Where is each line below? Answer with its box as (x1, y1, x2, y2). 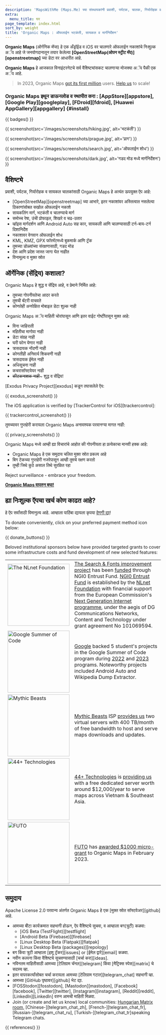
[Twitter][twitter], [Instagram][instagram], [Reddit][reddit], (37, 988, 155, 994)
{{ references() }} (5, 1024, 41, 1030)
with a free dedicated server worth (74, 779, 155, 786)
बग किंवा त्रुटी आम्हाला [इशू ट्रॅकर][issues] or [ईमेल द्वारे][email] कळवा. (12, 949, 129, 955)
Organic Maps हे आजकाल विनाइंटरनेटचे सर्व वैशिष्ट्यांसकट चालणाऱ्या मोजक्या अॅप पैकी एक (5, 65, 157, 71)
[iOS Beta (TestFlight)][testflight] (19, 928, 86, 934)
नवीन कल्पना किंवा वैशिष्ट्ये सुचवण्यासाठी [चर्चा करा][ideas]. (12, 955, 109, 961)
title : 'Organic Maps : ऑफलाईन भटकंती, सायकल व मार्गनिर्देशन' (5, 30, 119, 35)
